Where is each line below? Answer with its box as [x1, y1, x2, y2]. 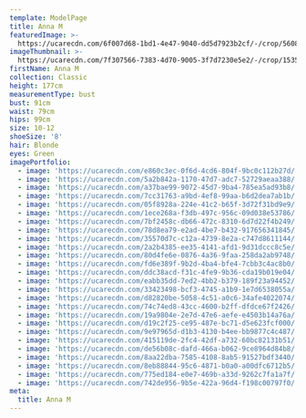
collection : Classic [9, 73, 88, 82]
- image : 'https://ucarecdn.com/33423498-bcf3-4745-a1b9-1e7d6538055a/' [17, 285, 300, 294]
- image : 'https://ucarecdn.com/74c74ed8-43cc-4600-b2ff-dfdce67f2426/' [17, 302, 300, 311]
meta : [9, 387, 30, 396]
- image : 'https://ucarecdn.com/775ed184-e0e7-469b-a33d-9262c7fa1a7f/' [17, 370, 300, 379]
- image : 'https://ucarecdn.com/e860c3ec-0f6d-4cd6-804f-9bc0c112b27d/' [17, 166, 300, 175]
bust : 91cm [9, 98, 51, 108]
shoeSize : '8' [9, 132, 64, 141]
